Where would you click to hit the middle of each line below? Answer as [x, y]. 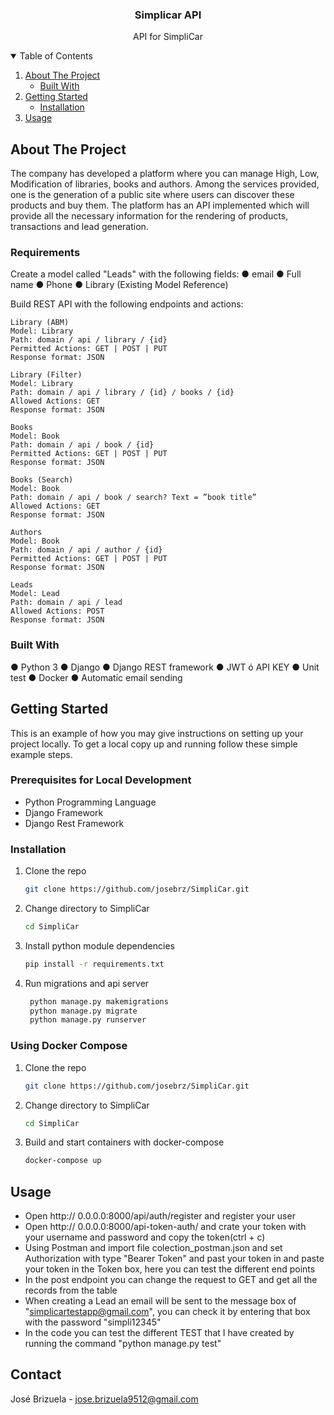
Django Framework [64, 812]
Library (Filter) [46, 375]
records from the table [71, 1290]
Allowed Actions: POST [57, 611]
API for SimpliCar [168, 37]
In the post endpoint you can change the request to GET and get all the [171, 1280]
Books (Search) [42, 480]
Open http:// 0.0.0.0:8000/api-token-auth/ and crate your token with [165, 1227]
